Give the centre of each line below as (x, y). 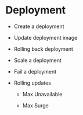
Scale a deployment (38, 60)
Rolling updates (33, 83)
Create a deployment (39, 26)
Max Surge (35, 105)
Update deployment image (46, 37)
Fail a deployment (35, 71)
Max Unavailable (42, 94)
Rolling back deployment (44, 49)
